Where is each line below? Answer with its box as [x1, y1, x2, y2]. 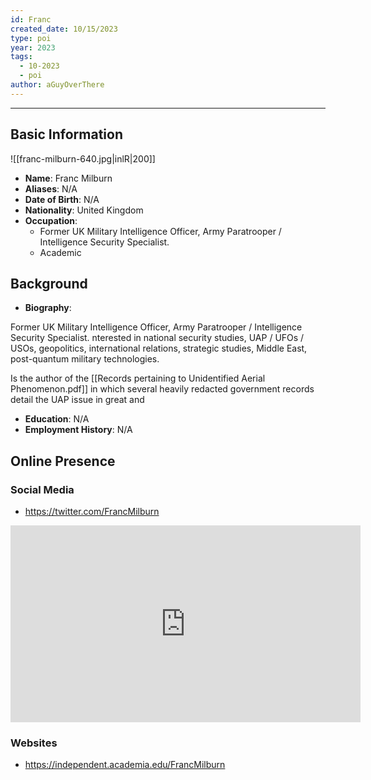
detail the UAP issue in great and [10, 394, 145, 406]
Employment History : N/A [24, 424, 133, 436]
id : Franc [10, 14, 52, 25]
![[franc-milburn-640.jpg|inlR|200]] [10, 152, 156, 165]
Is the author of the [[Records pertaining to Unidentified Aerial [10, 372, 266, 385]
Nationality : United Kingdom [24, 204, 144, 216]
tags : [10, 52, 33, 62]
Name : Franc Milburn [24, 172, 113, 184]
